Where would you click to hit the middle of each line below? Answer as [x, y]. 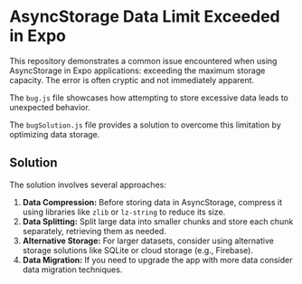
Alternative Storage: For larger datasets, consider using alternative [148, 241]
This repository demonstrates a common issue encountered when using [143, 61]
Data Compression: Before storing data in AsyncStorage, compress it [152, 202]
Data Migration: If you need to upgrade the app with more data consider [157, 260]
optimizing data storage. [55, 134]
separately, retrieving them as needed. [94, 231]
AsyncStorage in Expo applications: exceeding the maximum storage [137, 71]
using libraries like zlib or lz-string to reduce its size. [124, 212]
